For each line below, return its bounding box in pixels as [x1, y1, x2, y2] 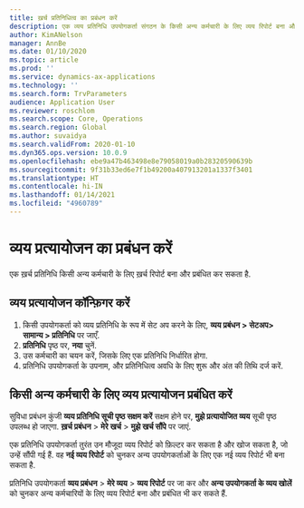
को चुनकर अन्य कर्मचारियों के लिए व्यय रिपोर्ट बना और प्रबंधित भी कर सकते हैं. [9, 488, 228, 499]
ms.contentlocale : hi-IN [9, 182, 103, 191]
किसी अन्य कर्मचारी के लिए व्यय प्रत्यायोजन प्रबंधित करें [9, 387, 233, 403]
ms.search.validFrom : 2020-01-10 [9, 140, 136, 149]
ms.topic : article [9, 55, 79, 64]
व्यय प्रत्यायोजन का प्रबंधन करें [9, 238, 173, 259]
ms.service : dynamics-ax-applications [9, 73, 156, 82]
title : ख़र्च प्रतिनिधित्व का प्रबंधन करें [9, 13, 118, 23]
